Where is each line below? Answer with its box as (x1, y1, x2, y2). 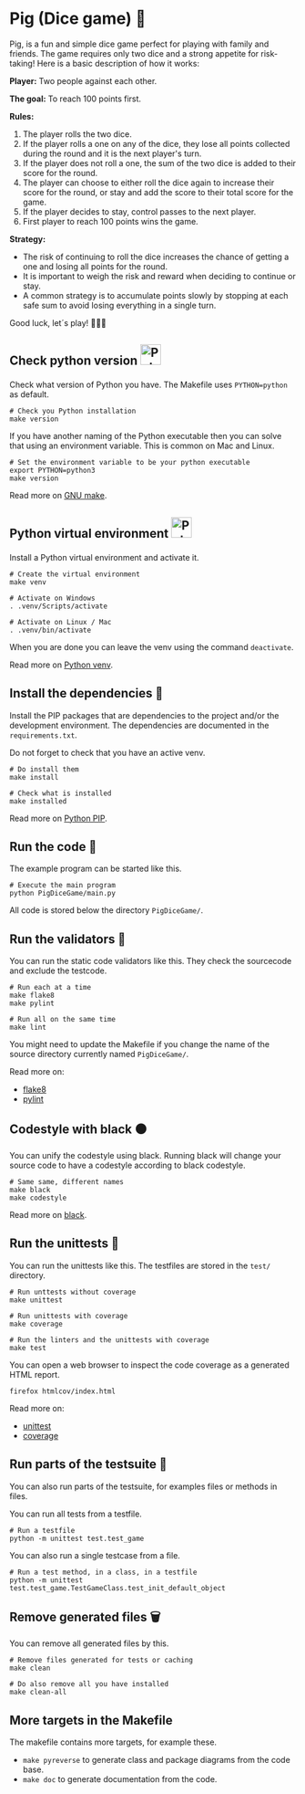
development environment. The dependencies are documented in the (9, 719, 269, 730)
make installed (9, 796, 67, 806)
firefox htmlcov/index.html (9, 1387, 117, 1396)
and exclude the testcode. (9, 965, 107, 976)
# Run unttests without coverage (9, 1287, 137, 1296)
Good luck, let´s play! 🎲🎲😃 (9, 317, 107, 328)
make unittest (9, 1296, 64, 1305)
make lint (9, 1023, 47, 1033)
